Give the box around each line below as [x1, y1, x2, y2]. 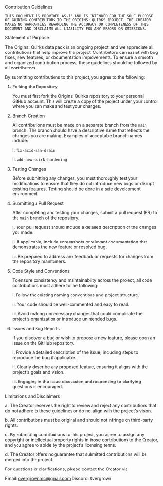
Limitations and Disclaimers [5, 393, 60, 399]
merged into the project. [5, 457, 54, 462]
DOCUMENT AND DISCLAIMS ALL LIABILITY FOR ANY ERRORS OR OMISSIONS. [5, 26, 147, 31]
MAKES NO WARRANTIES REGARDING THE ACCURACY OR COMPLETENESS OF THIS [5, 22, 149, 27]
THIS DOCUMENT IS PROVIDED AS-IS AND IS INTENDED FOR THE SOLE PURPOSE [5, 14, 153, 18]
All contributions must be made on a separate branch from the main [12, 122, 147, 128]
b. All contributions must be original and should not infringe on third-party [5, 417, 153, 423]
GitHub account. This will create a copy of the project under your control [12, 98, 158, 104]
